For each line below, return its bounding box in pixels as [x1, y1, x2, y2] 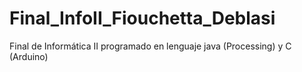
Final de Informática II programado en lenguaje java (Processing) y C [9, 40, 292, 52]
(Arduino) [9, 50, 49, 62]
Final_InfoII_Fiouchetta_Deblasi [9, 7, 276, 30]
